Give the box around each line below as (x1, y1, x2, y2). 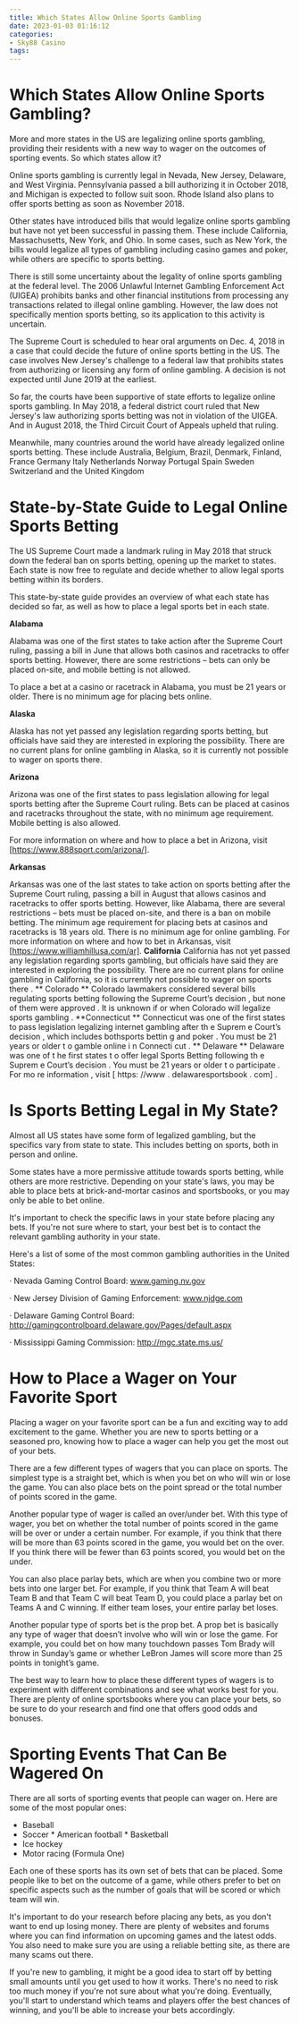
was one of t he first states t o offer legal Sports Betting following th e (9, 1050, 265, 1060)
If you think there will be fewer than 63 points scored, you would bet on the (9, 1546, 286, 1557)
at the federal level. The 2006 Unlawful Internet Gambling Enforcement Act (9, 281, 285, 292)
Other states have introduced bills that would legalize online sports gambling (9, 216, 291, 226)
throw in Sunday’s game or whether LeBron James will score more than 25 (9, 1647, 283, 1658)
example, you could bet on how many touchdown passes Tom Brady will (9, 1638, 275, 1649)
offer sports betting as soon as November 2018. (9, 199, 185, 209)
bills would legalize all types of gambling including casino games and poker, (9, 244, 288, 255)
